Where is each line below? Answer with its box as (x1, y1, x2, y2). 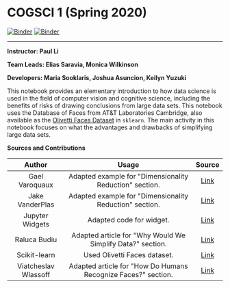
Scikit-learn (16, 250, 55, 259)
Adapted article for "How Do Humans (68, 261, 188, 271)
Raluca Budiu (14, 235, 57, 244)
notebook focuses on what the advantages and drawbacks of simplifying (7, 123, 213, 131)
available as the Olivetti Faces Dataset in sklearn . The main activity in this (7, 116, 214, 124)
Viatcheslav (16, 261, 55, 271)
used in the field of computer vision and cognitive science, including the (7, 94, 211, 102)
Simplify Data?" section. (90, 239, 167, 248)
